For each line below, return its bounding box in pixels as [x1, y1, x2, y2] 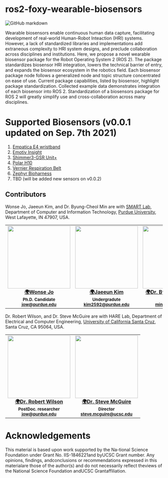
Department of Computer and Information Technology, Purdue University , [5, 209, 156, 215]
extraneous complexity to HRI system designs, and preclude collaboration [5, 46, 157, 52]
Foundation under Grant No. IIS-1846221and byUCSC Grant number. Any [5, 452, 155, 458]
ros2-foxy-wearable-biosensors [5, 4, 142, 15]
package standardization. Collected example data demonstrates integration [5, 83, 160, 89]
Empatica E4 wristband [12, 144, 60, 150]
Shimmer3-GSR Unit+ [12, 154, 57, 160]
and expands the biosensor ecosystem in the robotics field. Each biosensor [5, 67, 160, 73]
